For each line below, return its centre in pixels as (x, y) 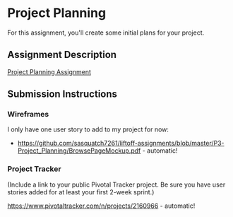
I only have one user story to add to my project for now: (88, 129)
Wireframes (28, 115)
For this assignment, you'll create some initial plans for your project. (106, 33)
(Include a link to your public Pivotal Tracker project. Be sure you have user (116, 184)
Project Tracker (34, 169)
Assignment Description (62, 55)
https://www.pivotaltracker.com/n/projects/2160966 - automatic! (101, 206)
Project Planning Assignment (49, 71)
